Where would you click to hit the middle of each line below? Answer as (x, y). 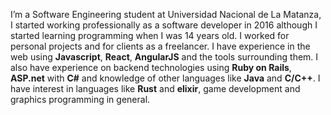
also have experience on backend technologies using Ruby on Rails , (151, 67)
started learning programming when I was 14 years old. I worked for (150, 35)
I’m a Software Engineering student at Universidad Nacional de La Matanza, (166, 14)
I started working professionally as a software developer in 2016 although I (164, 25)
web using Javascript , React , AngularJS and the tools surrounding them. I (164, 57)
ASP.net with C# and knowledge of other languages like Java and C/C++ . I (165, 78)
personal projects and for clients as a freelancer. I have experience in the (160, 46)
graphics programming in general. (80, 99)
